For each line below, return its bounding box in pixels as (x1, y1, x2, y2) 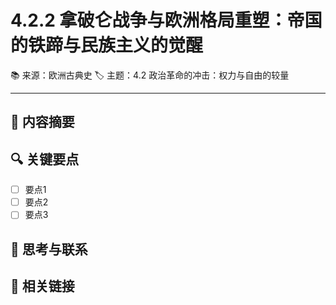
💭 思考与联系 (10, 241, 88, 258)
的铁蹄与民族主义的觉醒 (10, 34, 204, 57)
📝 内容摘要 (10, 114, 75, 131)
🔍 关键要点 (10, 151, 80, 168)
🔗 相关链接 (10, 278, 75, 295)
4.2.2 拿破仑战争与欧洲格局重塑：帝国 (10, 9, 323, 32)
